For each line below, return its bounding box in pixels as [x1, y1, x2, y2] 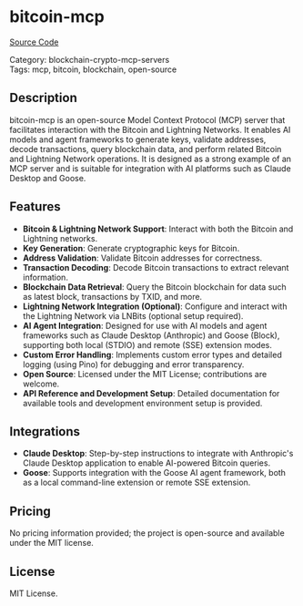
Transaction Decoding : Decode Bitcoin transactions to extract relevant [22, 262, 289, 272]
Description [9, 90, 77, 106]
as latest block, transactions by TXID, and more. [22, 291, 203, 302]
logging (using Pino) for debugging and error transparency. [22, 358, 245, 370]
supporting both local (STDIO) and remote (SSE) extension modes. [22, 339, 273, 350]
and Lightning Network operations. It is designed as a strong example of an [9, 153, 292, 164]
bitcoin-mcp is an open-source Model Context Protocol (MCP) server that [9, 114, 286, 125]
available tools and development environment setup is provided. [22, 397, 263, 408]
